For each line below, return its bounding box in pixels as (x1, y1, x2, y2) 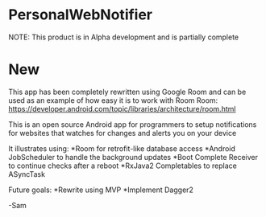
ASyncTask (8, 169, 46, 178)
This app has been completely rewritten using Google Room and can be (8, 87, 247, 96)
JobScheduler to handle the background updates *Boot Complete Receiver (8, 152, 259, 162)
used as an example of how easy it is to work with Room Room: (8, 95, 218, 105)
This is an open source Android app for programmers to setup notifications (8, 119, 257, 129)
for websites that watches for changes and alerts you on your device (8, 128, 237, 137)
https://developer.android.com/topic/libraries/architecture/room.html (8, 104, 236, 113)
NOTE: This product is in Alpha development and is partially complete (8, 32, 239, 42)
